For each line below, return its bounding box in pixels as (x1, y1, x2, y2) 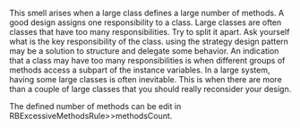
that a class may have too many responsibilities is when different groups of (9, 55, 286, 65)
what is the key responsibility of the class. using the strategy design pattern (9, 36, 289, 47)
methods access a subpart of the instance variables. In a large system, (9, 64, 270, 75)
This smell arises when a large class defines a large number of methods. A (9, 8, 285, 18)
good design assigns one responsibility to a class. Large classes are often (9, 17, 282, 28)
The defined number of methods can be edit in (9, 101, 182, 111)
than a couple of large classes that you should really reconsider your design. (9, 84, 292, 94)
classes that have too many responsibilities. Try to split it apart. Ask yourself (9, 27, 290, 37)
